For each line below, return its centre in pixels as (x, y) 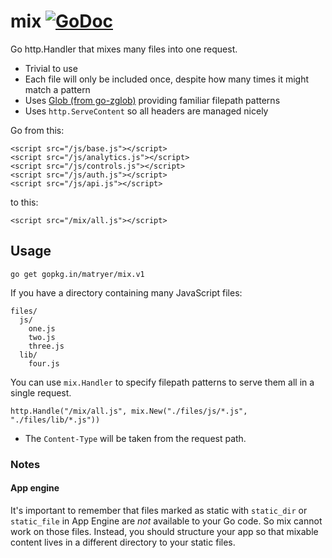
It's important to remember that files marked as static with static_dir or (159, 510)
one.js (42, 328)
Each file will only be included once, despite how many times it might (167, 79)
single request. (41, 392)
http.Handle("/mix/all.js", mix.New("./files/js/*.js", (129, 411)
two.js (42, 337)
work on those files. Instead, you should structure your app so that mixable (164, 531)
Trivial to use (51, 68)
